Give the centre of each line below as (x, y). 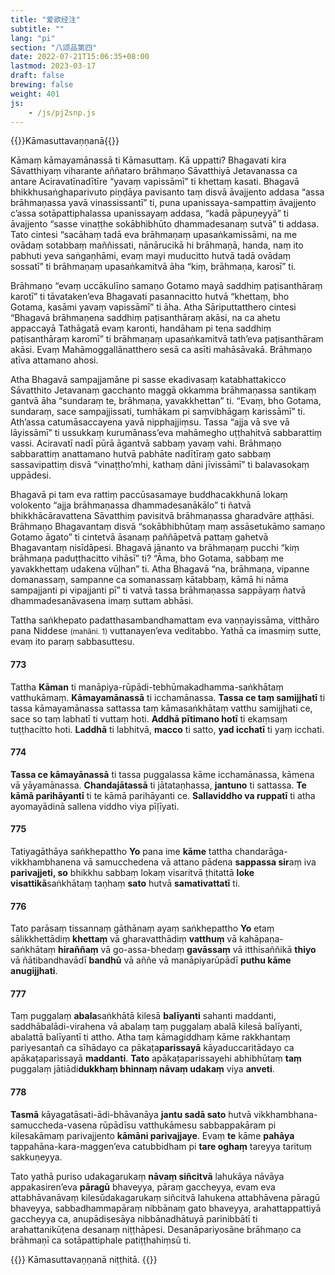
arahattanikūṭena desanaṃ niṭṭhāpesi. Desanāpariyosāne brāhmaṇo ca (156, 1229)
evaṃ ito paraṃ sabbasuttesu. (72, 642)
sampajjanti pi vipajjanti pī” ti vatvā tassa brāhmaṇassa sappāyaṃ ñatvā (158, 590)
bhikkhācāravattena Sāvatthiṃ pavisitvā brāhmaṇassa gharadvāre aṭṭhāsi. (162, 516)
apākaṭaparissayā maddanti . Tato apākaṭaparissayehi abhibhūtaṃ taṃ (156, 1058)
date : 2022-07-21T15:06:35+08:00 (80, 57)
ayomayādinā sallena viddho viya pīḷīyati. (95, 806)
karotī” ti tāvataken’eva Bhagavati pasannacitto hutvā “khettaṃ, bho (150, 297)
